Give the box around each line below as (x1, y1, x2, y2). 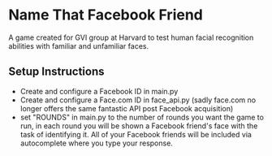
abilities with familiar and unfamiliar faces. (8, 41, 149, 50)
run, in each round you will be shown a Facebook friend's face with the (19, 120, 258, 131)
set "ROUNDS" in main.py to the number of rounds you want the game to (19, 112, 264, 122)
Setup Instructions (8, 65, 105, 79)
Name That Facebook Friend (8, 6, 203, 24)
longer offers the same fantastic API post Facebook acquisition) (19, 103, 234, 113)
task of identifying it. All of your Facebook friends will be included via (19, 129, 252, 139)
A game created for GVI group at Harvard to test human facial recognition (8, 32, 254, 42)
